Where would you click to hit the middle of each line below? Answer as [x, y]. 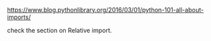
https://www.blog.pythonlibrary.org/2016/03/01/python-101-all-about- [105, 10]
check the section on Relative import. [60, 30]
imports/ [19, 17]
